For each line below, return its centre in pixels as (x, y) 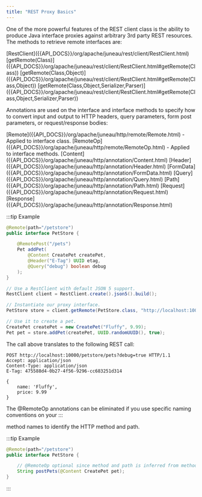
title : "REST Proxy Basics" (41, 12)
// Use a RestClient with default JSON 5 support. (71, 289)
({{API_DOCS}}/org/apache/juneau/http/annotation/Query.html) (85, 179)
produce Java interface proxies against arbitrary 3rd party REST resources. (99, 35)
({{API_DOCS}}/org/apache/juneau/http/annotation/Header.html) (86, 166)
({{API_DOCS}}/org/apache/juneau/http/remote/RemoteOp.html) (86, 147)
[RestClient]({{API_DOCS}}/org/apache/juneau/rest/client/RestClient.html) (98, 53)
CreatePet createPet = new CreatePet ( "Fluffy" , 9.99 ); (76, 327)
